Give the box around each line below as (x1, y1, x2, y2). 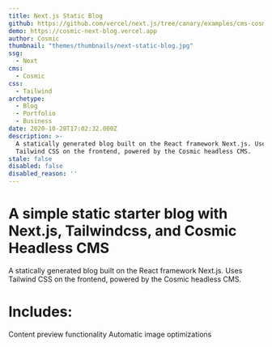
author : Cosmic (8, 34, 60, 43)
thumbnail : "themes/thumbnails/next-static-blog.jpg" (8, 42, 194, 50)
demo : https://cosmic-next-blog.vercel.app (8, 27, 158, 35)
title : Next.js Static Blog (8, 11, 104, 20)
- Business (15, 117, 53, 125)
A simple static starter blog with (8, 205, 228, 223)
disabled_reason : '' (8, 170, 79, 178)
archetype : (8, 95, 45, 103)
